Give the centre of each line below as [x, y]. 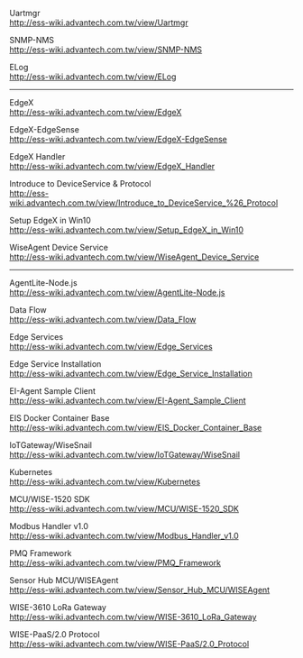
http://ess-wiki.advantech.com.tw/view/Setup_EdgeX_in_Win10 [127, 230]
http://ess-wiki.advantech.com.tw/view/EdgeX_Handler [112, 166]
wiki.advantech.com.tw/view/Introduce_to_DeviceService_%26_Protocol [144, 203]
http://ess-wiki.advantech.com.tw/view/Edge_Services [111, 347]
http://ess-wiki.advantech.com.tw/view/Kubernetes [105, 482]
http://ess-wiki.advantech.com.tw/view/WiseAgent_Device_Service [134, 257]
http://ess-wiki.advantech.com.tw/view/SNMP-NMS [106, 50]
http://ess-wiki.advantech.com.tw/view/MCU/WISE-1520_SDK [124, 509]
